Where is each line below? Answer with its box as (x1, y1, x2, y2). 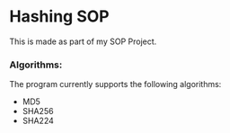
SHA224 (22, 115, 54, 127)
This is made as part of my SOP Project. (9, 36, 157, 47)
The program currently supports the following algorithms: (9, 79, 222, 90)
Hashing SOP (9, 6, 110, 27)
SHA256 (22, 106, 54, 117)
